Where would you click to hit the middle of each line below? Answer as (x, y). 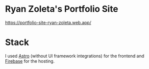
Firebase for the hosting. (30, 61)
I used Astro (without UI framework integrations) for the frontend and (75, 56)
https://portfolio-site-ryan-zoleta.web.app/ (48, 23)
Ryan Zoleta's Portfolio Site (62, 9)
